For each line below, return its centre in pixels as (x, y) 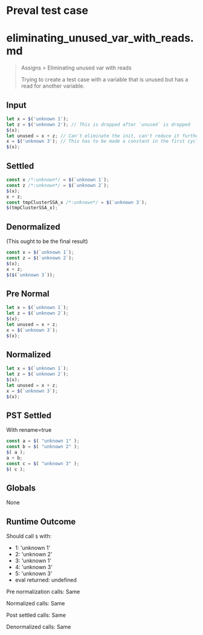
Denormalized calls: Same (39, 627)
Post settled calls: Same (36, 615)
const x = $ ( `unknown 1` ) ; (40, 252)
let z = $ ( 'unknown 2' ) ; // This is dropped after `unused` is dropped (98, 125)
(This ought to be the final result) (47, 241)
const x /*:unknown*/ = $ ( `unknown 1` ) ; (58, 180)
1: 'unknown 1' (32, 548)
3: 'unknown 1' (33, 561)
